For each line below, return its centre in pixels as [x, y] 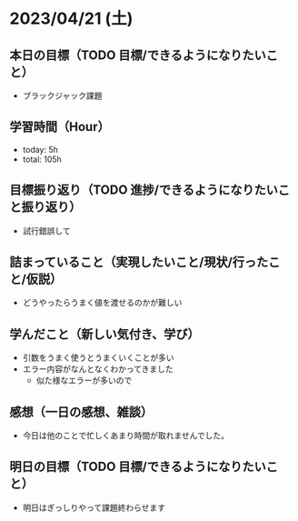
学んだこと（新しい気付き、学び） [104, 334]
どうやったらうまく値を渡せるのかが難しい [102, 303]
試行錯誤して [46, 230]
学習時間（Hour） [60, 127]
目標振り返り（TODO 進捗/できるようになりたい [144, 190]
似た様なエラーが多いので [84, 381]
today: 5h [40, 149]
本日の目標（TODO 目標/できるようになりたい [138, 55]
